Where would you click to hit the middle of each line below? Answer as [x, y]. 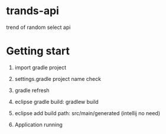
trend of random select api [38, 27]
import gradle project [40, 67]
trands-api [32, 11]
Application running [39, 125]
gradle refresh [32, 90]
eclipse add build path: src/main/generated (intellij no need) [87, 113]
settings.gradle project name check [58, 79]
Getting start [38, 51]
